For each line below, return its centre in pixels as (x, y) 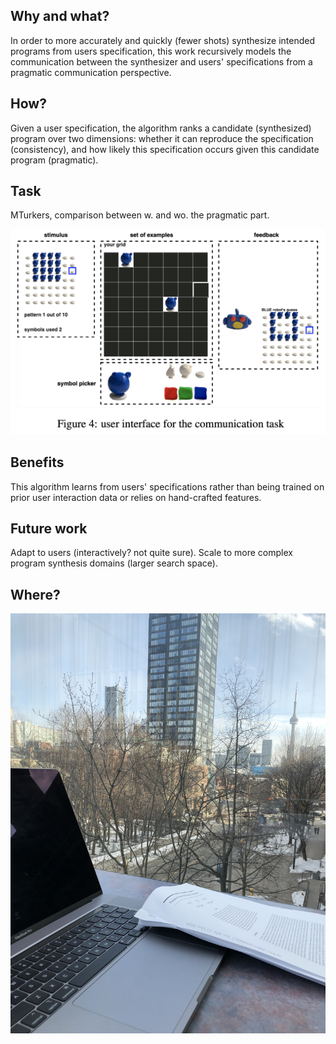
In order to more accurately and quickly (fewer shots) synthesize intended (162, 40)
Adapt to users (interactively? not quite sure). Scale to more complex (151, 553)
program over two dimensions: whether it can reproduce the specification (162, 138)
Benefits (37, 462)
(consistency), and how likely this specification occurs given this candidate (165, 149)
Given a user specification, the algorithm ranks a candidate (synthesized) (161, 128)
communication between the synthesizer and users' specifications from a (161, 61)
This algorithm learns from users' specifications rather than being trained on (167, 486)
